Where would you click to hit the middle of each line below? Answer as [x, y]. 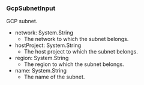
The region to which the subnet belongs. [74, 64]
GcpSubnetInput [31, 8]
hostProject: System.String [48, 45]
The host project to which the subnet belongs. [81, 52]
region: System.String [42, 58]
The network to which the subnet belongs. [76, 39]
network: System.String [44, 33]
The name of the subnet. [54, 77]
